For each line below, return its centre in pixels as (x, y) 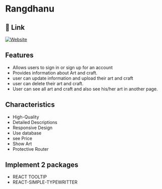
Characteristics (30, 105)
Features (19, 55)
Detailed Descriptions (35, 122)
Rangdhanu (30, 9)
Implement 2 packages (42, 165)
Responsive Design (32, 128)
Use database (27, 133)
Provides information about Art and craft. (55, 73)
